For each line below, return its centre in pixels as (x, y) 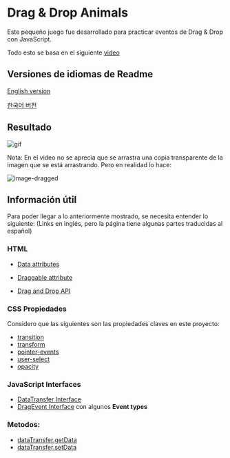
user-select (33, 359)
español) (20, 231)
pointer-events (38, 352)
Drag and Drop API (44, 291)
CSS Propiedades (37, 309)
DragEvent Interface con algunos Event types (82, 407)
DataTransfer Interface (49, 399)
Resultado (29, 127)
